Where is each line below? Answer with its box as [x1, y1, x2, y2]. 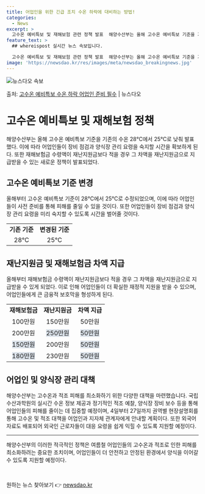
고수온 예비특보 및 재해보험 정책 [6, 114, 154, 128]
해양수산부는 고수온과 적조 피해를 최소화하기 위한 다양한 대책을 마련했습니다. [6, 392, 187, 399]
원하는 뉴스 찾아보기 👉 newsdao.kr [6, 481, 93, 489]
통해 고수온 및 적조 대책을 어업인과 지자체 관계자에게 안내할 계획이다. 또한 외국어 [6, 415, 197, 422]
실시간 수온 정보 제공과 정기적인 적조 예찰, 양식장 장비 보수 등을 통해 [37, 399, 198, 407]
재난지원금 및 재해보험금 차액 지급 [6, 258, 125, 269]
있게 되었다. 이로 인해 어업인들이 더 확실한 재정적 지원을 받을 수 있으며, [29, 283, 196, 291]
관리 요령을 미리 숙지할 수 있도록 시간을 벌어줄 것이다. [12, 210, 140, 217]
